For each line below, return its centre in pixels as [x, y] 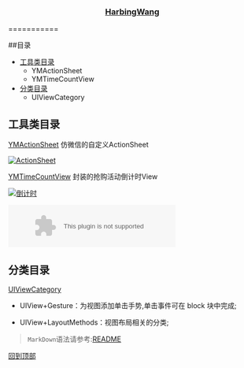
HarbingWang [132, 12]
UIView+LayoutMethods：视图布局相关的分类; [94, 322]
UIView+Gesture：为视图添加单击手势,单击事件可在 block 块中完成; [128, 305]
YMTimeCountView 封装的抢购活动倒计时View [83, 177]
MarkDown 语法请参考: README [74, 339]
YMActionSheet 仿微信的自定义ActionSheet [79, 145]
